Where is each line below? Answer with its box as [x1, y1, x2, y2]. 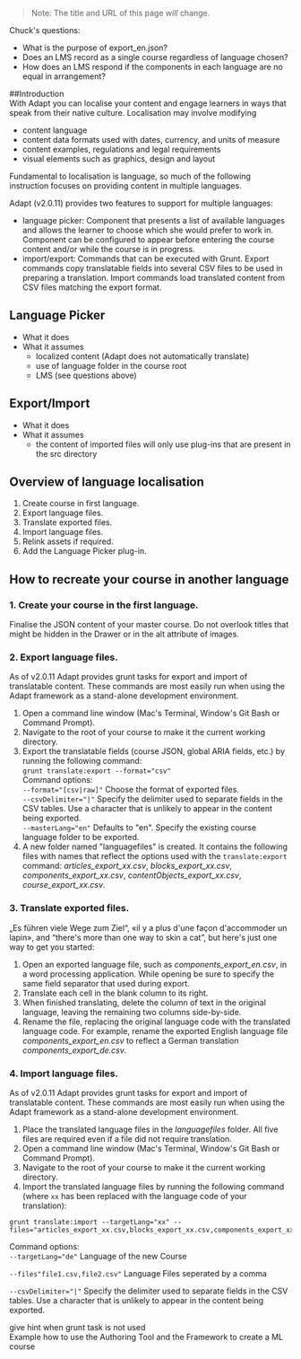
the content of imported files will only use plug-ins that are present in [35, 439, 291, 450]
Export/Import [9, 396, 90, 411]
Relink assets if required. [21, 536, 114, 547]
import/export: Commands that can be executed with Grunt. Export [21, 253, 270, 264]
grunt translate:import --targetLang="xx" [9, 1218, 170, 1227]
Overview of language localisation [9, 475, 204, 490]
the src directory [35, 448, 98, 459]
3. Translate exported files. [9, 902, 130, 915]
